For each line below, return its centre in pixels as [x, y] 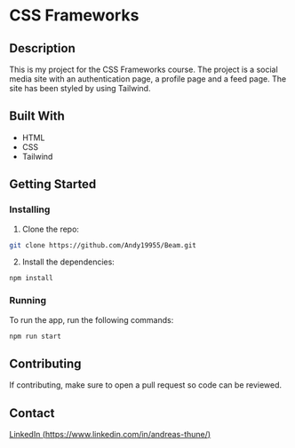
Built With [37, 116]
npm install [31, 279]
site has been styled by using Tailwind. [80, 88]
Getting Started [53, 184]
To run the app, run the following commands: [92, 319]
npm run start [36, 336]
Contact [32, 413]
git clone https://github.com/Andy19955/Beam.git [103, 245]
